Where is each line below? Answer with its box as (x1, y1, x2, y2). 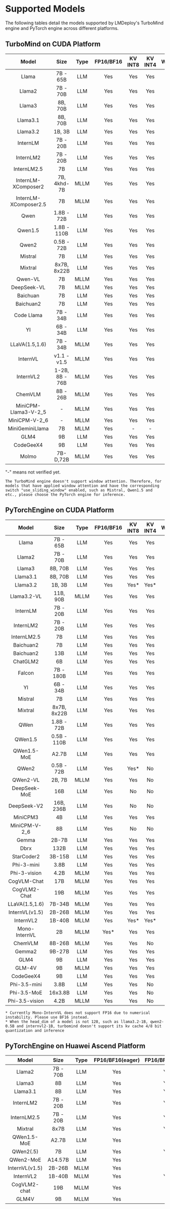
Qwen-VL (16, 276, 40, 283)
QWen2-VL (12, 776, 40, 783)
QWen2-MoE (9, 1156, 41, 1163)
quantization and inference (5, 1028, 65, 1033)
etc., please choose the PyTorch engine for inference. (5, 492, 125, 497)
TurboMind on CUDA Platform (5, 40, 101, 49)
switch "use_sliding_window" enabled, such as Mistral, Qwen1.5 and (5, 487, 153, 493)
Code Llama (14, 311, 43, 319)
